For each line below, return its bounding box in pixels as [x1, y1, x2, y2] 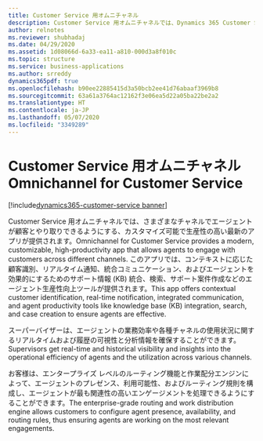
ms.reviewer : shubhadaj [8, 33, 86, 42]
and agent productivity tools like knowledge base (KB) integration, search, [8, 301, 247, 310]
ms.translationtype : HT [8, 99, 86, 107]
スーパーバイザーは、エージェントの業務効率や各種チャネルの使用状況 [8, 325, 235, 334]
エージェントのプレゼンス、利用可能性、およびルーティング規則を [34, 378, 247, 388]
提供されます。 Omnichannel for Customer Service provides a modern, [28, 236, 254, 246]
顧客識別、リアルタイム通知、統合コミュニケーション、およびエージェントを [8, 264, 254, 273]
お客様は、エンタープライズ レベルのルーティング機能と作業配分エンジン [8, 368, 243, 377]
